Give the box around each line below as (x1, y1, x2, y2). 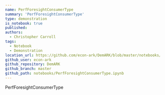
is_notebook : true (5, 21, 43, 26)
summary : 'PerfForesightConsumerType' (5, 12, 84, 17)
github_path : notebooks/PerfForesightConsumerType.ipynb (5, 71, 124, 76)
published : (5, 25, 27, 30)
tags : (5, 39, 16, 44)
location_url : (5, 52, 34, 58)
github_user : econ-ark (5, 57, 52, 62)
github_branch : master (5, 67, 52, 71)
